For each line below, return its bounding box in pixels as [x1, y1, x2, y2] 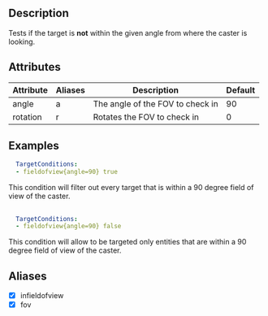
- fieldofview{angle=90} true [15, 168, 118, 176]
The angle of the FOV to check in [93, 97, 218, 109]
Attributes [8, 60, 61, 74]
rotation [12, 111, 42, 123]
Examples [8, 139, 59, 153]
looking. [8, 37, 36, 46]
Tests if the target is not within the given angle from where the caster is [8, 28, 248, 37]
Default [226, 84, 256, 96]
